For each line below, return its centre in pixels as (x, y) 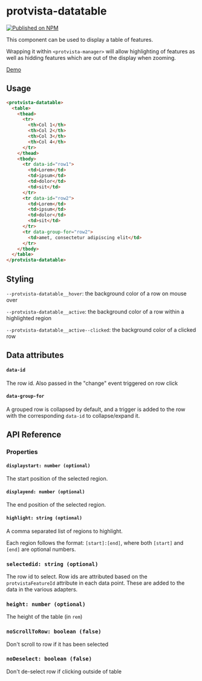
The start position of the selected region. (57, 479)
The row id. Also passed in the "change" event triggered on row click (92, 383)
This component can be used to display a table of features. (80, 39)
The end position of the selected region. (56, 505)
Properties (22, 452)
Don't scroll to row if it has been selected (57, 644)
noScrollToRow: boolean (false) (54, 632)
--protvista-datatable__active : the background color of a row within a (95, 311)
